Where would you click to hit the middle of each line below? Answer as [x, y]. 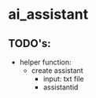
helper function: [45, 62]
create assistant [57, 71]
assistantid [61, 87]
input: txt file [63, 79]
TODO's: [30, 44]
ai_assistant [48, 15]
